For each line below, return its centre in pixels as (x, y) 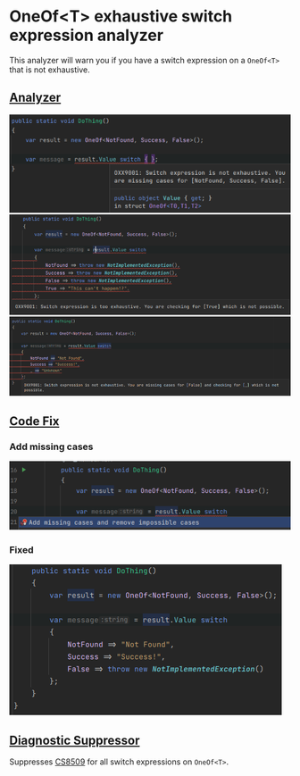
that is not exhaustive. (50, 70)
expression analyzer (86, 35)
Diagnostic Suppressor (75, 740)
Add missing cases (51, 446)
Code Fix (34, 421)
